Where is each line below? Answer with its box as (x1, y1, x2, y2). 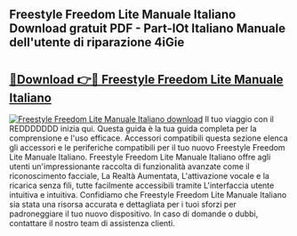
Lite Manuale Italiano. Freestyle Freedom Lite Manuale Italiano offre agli (9, 151, 271, 162)
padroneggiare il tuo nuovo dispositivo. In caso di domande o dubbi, (9, 208, 259, 219)
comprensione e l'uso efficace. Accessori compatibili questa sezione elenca (9, 133, 289, 143)
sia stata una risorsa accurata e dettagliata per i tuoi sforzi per (9, 199, 237, 209)
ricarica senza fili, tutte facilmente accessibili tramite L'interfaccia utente (9, 180, 275, 191)
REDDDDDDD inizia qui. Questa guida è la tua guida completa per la (9, 124, 257, 134)
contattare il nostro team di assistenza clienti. (9, 218, 175, 228)
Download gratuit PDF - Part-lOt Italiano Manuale (9, 21, 286, 37)
